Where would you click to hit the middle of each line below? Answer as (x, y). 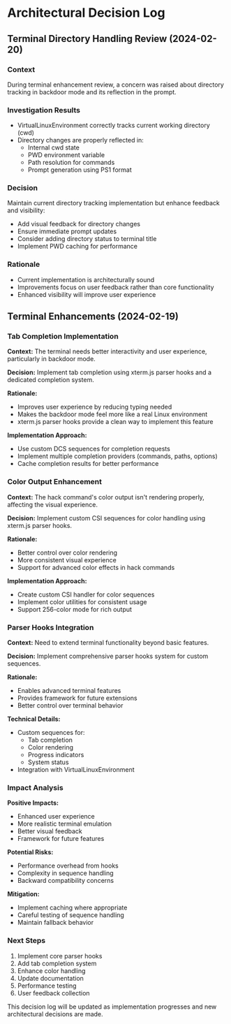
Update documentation (50, 978)
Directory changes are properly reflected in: (81, 140)
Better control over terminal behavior (70, 705)
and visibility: (26, 210)
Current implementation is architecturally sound (86, 279)
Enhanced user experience (56, 817)
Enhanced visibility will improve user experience (87, 294)
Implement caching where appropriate (72, 908)
